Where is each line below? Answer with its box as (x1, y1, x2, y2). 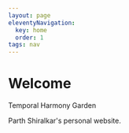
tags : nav (8, 41, 41, 49)
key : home (15, 26, 47, 34)
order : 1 (15, 33, 44, 42)
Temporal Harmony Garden (8, 101, 97, 110)
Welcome (8, 75, 72, 93)
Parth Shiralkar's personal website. (8, 116, 122, 126)
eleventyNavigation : (8, 19, 76, 27)
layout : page (8, 11, 51, 20)
